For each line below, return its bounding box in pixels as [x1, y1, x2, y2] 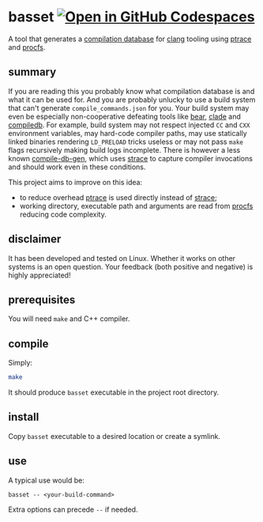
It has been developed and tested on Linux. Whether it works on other [8, 253, 235, 263]
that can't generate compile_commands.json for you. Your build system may [8, 103, 250, 112]
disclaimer [8, 233, 62, 246]
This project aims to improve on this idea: [8, 177, 143, 187]
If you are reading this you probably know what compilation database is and [8, 86, 255, 96]
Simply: [8, 358, 33, 368]
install [8, 410, 39, 424]
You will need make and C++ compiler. [8, 314, 130, 323]
